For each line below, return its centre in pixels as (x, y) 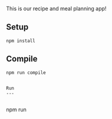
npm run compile (26, 73)
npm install (21, 41)
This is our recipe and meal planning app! (56, 9)
